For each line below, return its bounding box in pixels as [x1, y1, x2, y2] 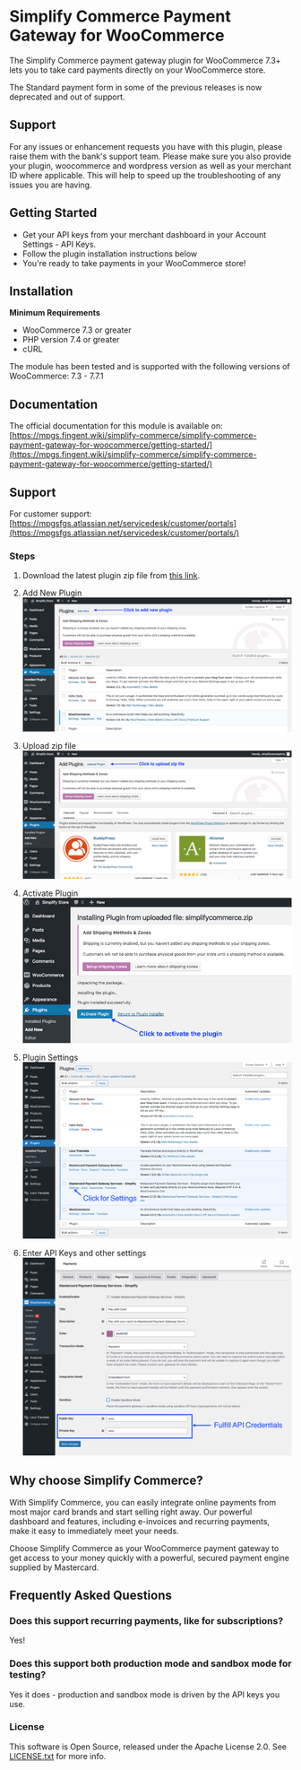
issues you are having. [9, 179, 92, 190]
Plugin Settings [21, 1052, 79, 1063]
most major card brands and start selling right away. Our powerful [9, 1506, 253, 1517]
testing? [9, 1669, 47, 1681]
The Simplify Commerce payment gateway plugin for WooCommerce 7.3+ [9, 55, 281, 65]
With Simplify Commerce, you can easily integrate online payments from [9, 1497, 276, 1507]
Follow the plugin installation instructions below [21, 248, 198, 259]
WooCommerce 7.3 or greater [21, 325, 132, 335]
